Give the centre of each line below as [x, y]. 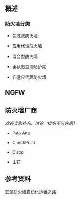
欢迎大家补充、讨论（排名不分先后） [41, 123]
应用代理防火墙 [27, 46]
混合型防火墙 [25, 56]
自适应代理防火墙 [29, 77]
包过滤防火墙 [25, 35]
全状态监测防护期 [29, 66]
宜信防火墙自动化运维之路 [31, 192]
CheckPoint [24, 142]
